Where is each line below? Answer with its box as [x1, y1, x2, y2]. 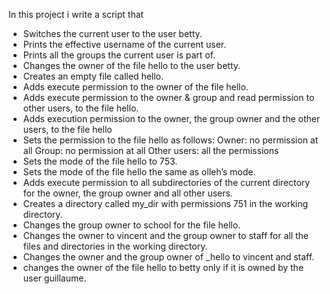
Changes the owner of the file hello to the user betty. [22, 60, 241, 71]
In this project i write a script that [8, 9, 145, 20]
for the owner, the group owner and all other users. [22, 187, 233, 199]
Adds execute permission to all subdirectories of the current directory [22, 177, 311, 188]
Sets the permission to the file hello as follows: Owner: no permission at [22, 134, 319, 146]
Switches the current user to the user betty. [22, 28, 203, 39]
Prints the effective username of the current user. [22, 39, 227, 50]
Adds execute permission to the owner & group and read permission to [22, 92, 315, 103]
